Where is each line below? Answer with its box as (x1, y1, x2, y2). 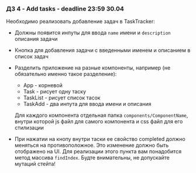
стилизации (14, 124, 44, 132)
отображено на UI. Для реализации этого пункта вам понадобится (14, 148, 182, 155)
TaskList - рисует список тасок (23, 94, 101, 101)
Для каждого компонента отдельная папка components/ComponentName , (14, 112, 188, 119)
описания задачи (14, 36, 58, 43)
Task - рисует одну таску (23, 88, 87, 95)
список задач (14, 53, 49, 60)
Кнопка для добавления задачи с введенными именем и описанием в (14, 47, 191, 54)
